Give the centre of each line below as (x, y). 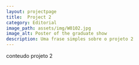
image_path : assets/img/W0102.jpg (49, 28)
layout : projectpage (32, 12)
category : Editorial (32, 22)
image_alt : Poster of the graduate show (57, 34)
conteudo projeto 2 (30, 56)
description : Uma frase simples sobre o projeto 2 (70, 39)
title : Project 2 (29, 17)
